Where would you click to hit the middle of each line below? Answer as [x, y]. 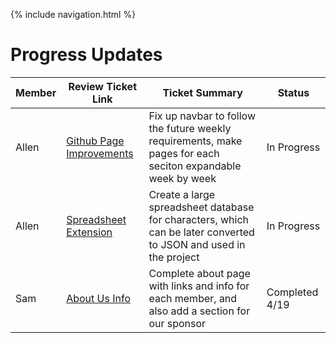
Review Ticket [102, 86]
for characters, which [199, 219]
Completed [292, 292]
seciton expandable [195, 166]
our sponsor [177, 323]
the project [174, 257]
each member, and [193, 298]
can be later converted [201, 232]
